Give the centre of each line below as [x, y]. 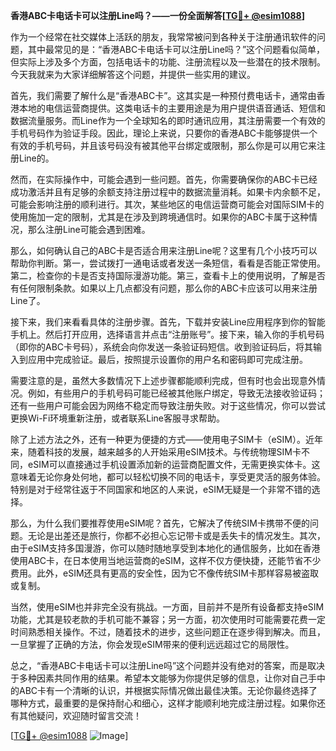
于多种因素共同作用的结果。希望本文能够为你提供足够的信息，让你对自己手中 [168, 678]
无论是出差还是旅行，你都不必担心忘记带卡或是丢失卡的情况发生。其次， [176, 535]
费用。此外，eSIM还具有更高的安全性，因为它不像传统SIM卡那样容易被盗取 [164, 573]
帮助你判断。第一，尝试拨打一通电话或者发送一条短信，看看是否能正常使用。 [168, 263]
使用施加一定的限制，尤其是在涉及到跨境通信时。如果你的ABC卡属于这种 [160, 217]
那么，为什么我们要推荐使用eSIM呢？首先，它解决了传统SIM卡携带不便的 [160, 523]
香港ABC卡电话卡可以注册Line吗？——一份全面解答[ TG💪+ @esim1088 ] [157, 15]
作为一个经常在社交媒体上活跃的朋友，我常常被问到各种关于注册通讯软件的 [163, 37]
